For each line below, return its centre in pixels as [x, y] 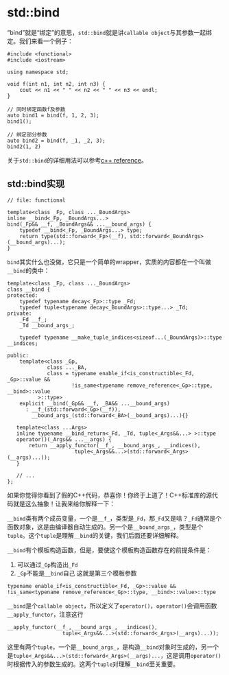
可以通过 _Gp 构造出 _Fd [47, 565]
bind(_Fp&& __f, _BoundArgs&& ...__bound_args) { [80, 224]
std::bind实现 [36, 184]
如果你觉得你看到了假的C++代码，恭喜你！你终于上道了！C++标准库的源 [110, 495]
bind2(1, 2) [24, 146]
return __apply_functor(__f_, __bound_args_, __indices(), [114, 445]
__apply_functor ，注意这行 [45, 614]
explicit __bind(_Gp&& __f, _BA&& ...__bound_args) [95, 403]
